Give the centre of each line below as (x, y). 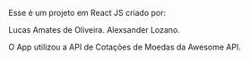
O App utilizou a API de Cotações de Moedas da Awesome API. (125, 47)
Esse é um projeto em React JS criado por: (87, 13)
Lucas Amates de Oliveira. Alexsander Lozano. (95, 30)
